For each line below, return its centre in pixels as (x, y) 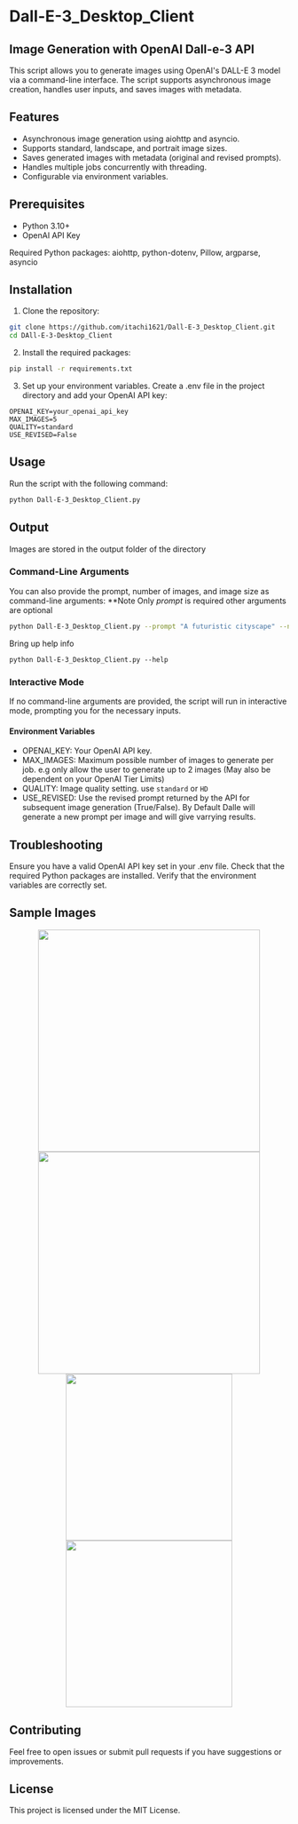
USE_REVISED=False (43, 435)
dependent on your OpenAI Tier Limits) (93, 779)
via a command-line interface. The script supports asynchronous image (140, 80)
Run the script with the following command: (89, 483)
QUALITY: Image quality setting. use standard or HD (115, 789)
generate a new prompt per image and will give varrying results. (139, 817)
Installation (41, 290)
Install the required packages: (76, 353)
